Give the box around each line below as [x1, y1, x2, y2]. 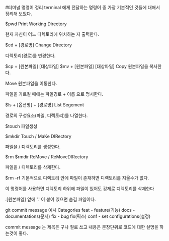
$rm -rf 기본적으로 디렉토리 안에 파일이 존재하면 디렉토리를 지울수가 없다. [5, 175, 149, 180]
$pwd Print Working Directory [5, 21, 67, 27]
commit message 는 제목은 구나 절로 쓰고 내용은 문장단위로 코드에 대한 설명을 [5, 224, 158, 230]
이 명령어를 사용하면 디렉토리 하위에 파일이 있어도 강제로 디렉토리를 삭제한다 [5, 186, 154, 192]
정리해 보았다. [5, 11, 33, 17]
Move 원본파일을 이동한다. [5, 80, 57, 86]
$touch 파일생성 [5, 123, 38, 129]
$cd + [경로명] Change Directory [5, 42, 72, 48]
